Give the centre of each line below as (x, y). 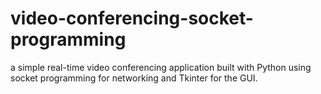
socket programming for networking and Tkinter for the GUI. (134, 78)
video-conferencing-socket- (132, 18)
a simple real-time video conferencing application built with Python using (161, 67)
